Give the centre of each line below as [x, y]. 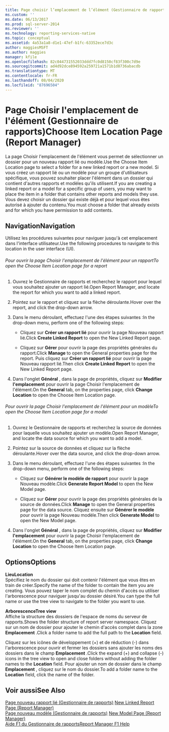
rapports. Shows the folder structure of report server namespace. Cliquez [81, 622]
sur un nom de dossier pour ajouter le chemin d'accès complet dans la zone [84, 627]
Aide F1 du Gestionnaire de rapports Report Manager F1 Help [67, 724]
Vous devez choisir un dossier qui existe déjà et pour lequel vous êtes [77, 199]
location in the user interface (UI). [40, 249]
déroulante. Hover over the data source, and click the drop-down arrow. [86, 453]
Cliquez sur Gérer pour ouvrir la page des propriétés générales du [89, 347]
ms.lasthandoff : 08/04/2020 [35, 80]
